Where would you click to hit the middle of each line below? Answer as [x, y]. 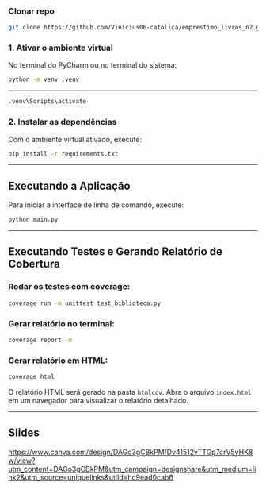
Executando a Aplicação [69, 185]
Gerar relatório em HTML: [58, 361]
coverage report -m [40, 340]
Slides [24, 433]
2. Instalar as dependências [63, 122]
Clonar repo [32, 11]
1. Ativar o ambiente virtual [61, 48]
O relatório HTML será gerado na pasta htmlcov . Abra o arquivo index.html [130, 392]
